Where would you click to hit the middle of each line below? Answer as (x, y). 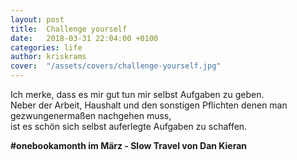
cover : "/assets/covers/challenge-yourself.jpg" (116, 66)
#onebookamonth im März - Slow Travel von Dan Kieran (128, 145)
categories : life (46, 47)
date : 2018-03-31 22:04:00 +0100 (84, 38)
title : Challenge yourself (69, 29)
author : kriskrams (48, 57)
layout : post (37, 19)
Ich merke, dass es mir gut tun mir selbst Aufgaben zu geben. (137, 94)
